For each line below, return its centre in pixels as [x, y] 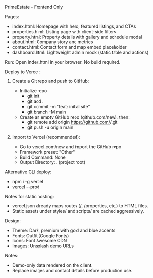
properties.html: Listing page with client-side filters [64, 31]
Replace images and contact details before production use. [72, 270]
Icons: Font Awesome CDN [39, 241]
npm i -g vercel [28, 181]
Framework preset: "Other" [47, 152]
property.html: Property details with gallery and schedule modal [77, 37]
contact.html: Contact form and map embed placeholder [69, 47]
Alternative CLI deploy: [28, 172]
